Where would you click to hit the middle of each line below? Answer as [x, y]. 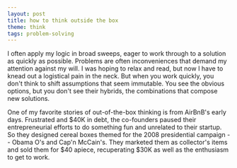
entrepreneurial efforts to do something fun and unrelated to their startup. [115, 127]
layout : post [27, 14]
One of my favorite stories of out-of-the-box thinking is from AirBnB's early [117, 112]
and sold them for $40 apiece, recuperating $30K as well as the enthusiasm [118, 150]
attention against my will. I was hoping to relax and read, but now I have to [115, 68]
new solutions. [29, 99]
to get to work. [29, 157]
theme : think [27, 27]
